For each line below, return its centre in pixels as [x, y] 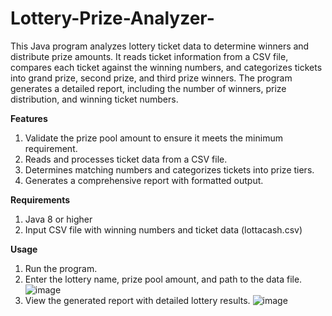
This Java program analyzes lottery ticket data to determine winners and [160, 46]
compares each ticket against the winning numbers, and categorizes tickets [166, 67]
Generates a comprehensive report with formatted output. [144, 180]
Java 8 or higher [58, 219]
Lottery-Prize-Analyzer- [112, 18]
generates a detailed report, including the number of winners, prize [148, 88]
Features [29, 118]
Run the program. [61, 268]
